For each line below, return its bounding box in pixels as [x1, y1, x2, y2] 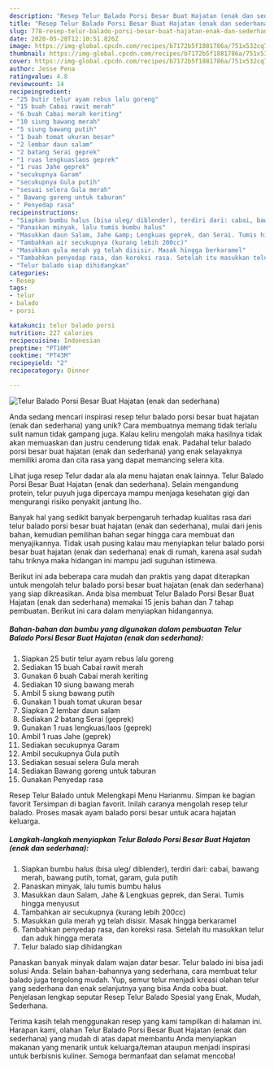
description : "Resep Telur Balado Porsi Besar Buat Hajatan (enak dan [9, 11, 254, 20]
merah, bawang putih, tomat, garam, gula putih [20, 872, 178, 882]
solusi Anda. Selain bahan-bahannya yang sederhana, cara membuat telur [9, 966, 258, 976]
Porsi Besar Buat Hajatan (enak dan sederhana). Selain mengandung [9, 479, 239, 489]
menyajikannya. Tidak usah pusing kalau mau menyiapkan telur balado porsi [9, 538, 265, 548]
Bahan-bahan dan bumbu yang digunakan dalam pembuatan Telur [9, 624, 242, 634]
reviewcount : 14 [9, 80, 64, 88]
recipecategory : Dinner [9, 367, 90, 375]
